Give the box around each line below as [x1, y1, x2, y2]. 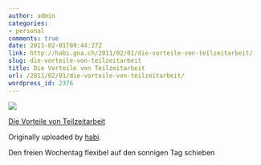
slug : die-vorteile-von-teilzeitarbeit [8, 57, 142, 65]
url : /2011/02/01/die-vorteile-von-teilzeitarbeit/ [8, 72, 185, 80]
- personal [8, 27, 45, 35]
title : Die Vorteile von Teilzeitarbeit [8, 64, 146, 72]
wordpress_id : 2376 [8, 79, 74, 87]
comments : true [8, 34, 59, 43]
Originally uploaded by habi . [8, 132, 102, 142]
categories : [8, 19, 48, 27]
